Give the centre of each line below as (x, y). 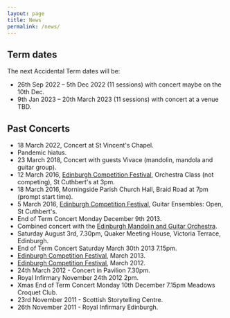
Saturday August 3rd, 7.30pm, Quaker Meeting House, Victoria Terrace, (119, 233)
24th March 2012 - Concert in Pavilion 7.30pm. (83, 270)
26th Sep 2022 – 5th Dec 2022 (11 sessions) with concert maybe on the (119, 85)
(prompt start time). (45, 197)
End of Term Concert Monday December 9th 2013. (89, 219)
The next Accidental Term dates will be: (64, 71)
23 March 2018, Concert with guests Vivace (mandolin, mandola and (115, 160)
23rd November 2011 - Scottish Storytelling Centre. (90, 300)
